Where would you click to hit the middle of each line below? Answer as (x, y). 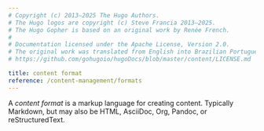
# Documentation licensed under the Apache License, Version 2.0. (119, 45)
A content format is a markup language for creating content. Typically (121, 103)
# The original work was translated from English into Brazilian (117, 52)
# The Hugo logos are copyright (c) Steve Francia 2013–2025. (112, 23)
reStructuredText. (37, 119)
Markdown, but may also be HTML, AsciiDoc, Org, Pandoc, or (108, 111)
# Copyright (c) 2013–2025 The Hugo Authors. (84, 15)
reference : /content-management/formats (75, 80)
